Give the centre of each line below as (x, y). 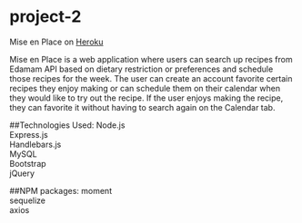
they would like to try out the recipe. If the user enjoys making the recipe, (146, 98)
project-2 (45, 17)
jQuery (22, 173)
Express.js (29, 134)
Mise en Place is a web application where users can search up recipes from (151, 59)
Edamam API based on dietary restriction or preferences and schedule (141, 69)
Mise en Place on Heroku (56, 42)
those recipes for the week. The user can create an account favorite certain (151, 78)
